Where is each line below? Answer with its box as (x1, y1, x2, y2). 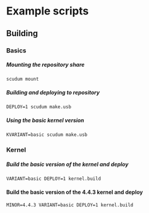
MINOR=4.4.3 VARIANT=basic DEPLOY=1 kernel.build (6, 202, 134, 208)
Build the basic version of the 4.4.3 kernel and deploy (6, 188, 143, 196)
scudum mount (6, 76, 39, 82)
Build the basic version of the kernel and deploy (6, 161, 128, 168)
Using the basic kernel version (6, 117, 84, 124)
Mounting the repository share (6, 61, 85, 69)
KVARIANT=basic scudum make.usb (6, 132, 87, 138)
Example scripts (6, 4, 89, 18)
